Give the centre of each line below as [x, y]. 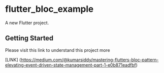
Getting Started [29, 38]
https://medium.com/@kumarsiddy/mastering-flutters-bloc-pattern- [90, 60]
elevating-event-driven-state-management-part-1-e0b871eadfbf [71, 65]
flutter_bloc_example [49, 9]
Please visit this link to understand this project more [58, 50]
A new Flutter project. [27, 23]
